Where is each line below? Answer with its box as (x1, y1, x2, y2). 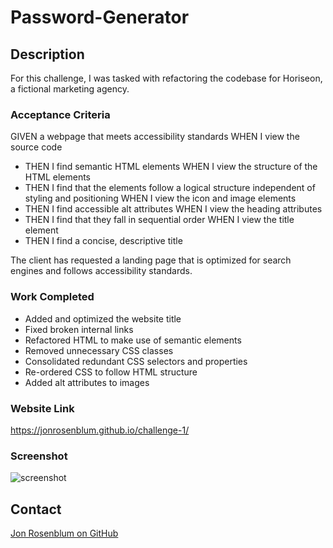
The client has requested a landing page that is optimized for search (10, 254, 292, 266)
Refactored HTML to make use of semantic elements (24, 334, 242, 346)
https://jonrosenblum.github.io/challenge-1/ (10, 424, 190, 436)
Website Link (10, 401, 75, 415)
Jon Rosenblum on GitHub (10, 527, 119, 539)
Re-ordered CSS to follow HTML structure (24, 366, 198, 378)
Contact (10, 501, 62, 518)
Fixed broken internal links (24, 323, 134, 335)
